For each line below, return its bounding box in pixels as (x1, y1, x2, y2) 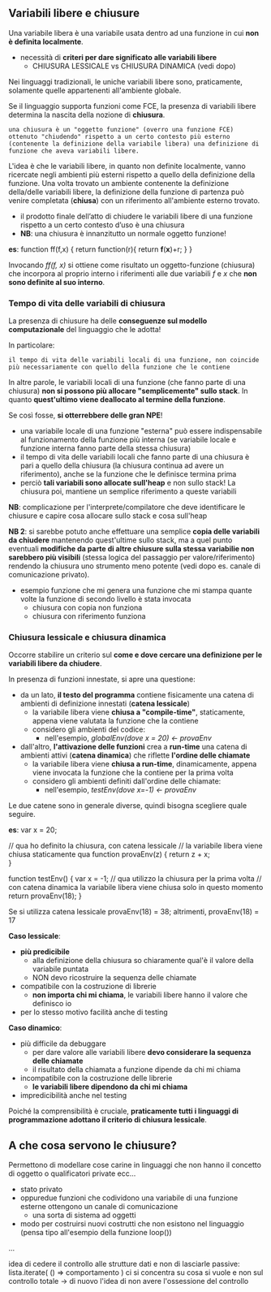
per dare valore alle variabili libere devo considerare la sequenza (32, 1048, 252, 1057)
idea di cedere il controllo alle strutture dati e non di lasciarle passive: (8, 1259, 240, 1269)
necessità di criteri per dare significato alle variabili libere (19, 52, 217, 62)
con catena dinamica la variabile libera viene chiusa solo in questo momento (8, 883, 264, 892)
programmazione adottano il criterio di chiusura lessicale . (8, 1115, 207, 1125)
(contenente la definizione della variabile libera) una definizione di (8, 140, 260, 148)
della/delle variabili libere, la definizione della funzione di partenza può (8, 187, 245, 197)
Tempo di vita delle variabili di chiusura (8, 297, 166, 309)
